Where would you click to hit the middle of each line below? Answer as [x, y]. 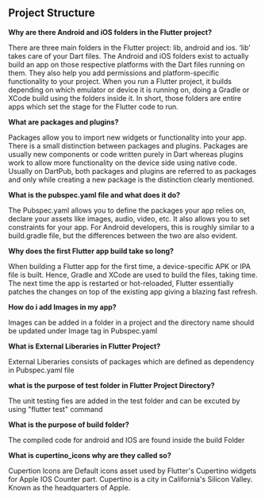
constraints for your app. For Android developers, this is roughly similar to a [132, 227]
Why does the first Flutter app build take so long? [91, 251]
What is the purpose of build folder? [69, 425]
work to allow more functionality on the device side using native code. [123, 163]
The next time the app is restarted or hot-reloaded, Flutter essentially [121, 283]
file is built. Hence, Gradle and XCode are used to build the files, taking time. [133, 275]
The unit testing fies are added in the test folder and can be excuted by [124, 401]
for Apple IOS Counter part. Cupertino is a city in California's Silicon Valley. [131, 479]
